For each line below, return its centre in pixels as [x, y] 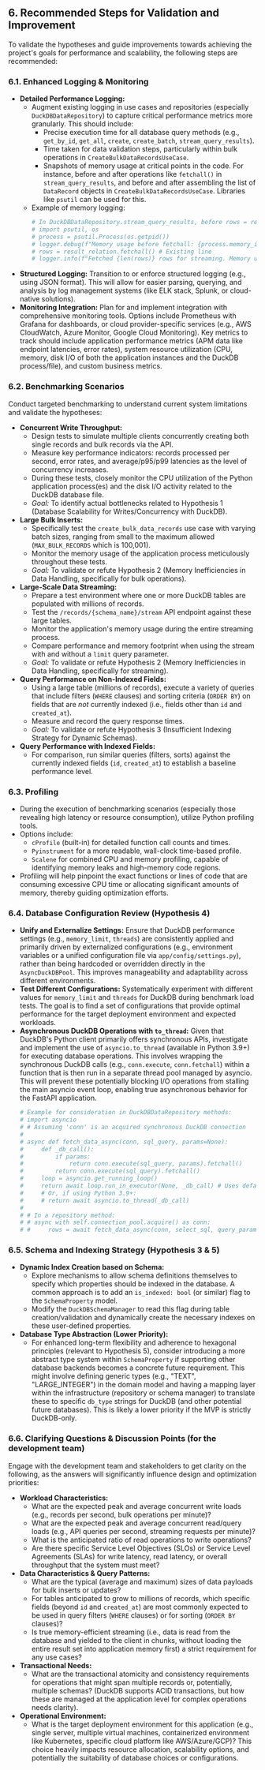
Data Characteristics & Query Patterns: [85, 1573]
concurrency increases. [70, 470]
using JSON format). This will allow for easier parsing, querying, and [131, 283]
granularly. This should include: [82, 124]
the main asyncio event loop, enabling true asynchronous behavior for [133, 1090]
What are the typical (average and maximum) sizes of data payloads [142, 1581]
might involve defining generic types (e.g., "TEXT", [114, 1376]
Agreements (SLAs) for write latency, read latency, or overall [129, 1556]
